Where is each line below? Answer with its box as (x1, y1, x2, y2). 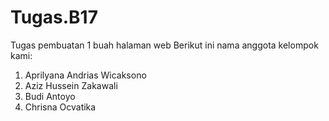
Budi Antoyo (24, 90, 76, 102)
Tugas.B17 (10, 6, 98, 29)
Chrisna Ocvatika (24, 101, 97, 113)
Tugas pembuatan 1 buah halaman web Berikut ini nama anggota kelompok (10, 39, 319, 51)
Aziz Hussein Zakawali (24, 79, 118, 91)
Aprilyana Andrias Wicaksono (24, 69, 147, 81)
